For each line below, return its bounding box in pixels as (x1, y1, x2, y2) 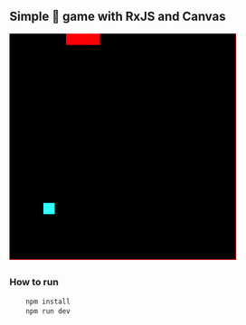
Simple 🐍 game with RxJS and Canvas (9, 9, 226, 24)
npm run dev (25, 306, 71, 316)
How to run (9, 275, 59, 288)
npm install (25, 297, 71, 307)
